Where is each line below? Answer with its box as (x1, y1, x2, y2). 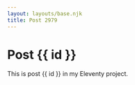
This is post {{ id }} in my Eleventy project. (7, 70, 129, 78)
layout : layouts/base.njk (7, 10, 82, 17)
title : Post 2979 (7, 17, 58, 24)
